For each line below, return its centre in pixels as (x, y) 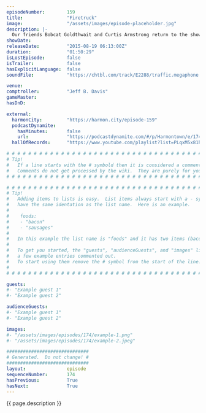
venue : (15, 86)
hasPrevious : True (42, 380)
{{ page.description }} (34, 403)
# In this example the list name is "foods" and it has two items (96, 239)
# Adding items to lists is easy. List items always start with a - (100, 199)
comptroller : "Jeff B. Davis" (57, 92)
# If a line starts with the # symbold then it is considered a (93, 165)
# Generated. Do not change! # (48, 357)
